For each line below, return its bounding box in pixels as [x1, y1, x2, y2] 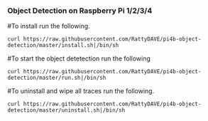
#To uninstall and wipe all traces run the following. [7, 87, 155, 95]
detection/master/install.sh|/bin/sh [7, 42, 119, 49]
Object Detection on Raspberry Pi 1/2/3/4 [7, 6, 153, 16]
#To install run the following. [7, 22, 90, 31]
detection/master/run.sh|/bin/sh [7, 74, 106, 82]
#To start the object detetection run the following [7, 54, 151, 63]
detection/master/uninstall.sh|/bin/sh [7, 107, 126, 114]
